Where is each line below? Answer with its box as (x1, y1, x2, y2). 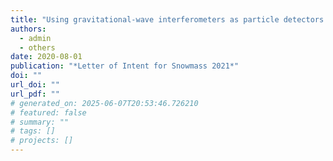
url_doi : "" (10, 80, 60, 90)
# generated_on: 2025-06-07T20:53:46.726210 (10, 98, 199, 108)
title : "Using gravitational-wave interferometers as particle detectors (10, 14, 325, 25)
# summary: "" (10, 117, 70, 127)
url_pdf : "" (10, 89, 60, 99)
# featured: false (10, 107, 87, 118)
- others (19, 42, 56, 53)
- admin (19, 33, 52, 43)
